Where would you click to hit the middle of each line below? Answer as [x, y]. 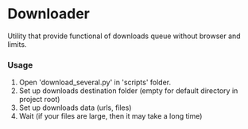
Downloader [49, 14]
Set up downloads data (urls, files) [75, 107]
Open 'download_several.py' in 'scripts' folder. [95, 82]
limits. [17, 44]
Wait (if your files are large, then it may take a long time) [110, 116]
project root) [39, 100]
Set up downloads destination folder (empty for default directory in [128, 91]
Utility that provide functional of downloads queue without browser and [124, 36]
